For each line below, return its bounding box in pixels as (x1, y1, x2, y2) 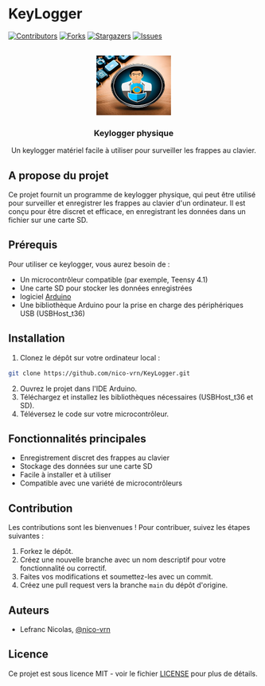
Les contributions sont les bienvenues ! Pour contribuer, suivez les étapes (8, 523, 251, 532)
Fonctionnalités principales (8, 431, 147, 446)
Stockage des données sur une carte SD (19, 462, 153, 471)
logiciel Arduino (19, 291, 72, 301)
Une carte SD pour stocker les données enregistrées (19, 283, 193, 293)
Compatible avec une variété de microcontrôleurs (19, 478, 183, 488)
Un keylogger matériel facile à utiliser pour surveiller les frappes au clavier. (10, 146, 257, 155)
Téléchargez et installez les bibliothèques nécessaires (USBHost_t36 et (19, 392, 254, 402)
